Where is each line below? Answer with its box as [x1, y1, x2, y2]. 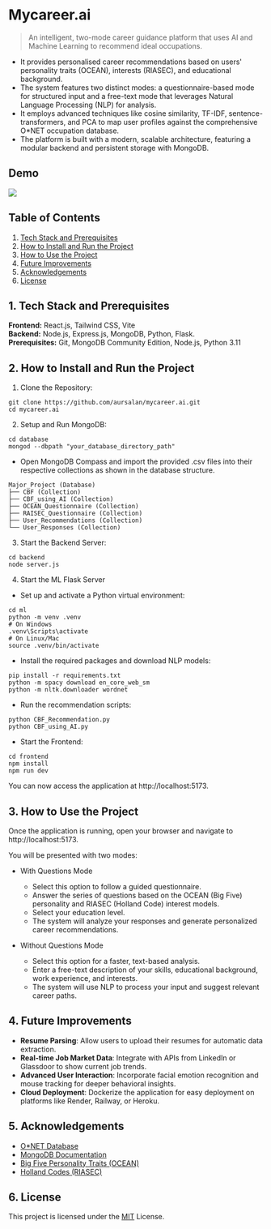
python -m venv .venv [8, 614, 82, 622]
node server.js [8, 561, 60, 569]
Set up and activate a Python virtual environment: [19, 590, 185, 601]
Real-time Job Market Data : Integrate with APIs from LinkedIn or [19, 1052, 236, 1063]
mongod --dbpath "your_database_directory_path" [8, 443, 176, 451]
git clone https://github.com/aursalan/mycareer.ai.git [8, 399, 201, 407]
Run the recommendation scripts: [19, 700, 132, 710]
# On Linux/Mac [8, 635, 60, 643]
